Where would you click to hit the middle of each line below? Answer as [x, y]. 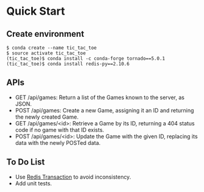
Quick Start [36, 11]
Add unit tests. [33, 183]
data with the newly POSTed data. [58, 142]
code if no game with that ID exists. [60, 130]
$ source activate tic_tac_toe [46, 53]
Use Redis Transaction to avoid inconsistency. [73, 177]
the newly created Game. [47, 117]
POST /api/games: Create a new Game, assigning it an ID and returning [104, 110]
